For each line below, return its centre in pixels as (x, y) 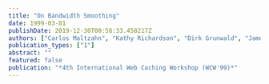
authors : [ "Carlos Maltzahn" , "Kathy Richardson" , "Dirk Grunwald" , (125, 38)
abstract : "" (30, 53)
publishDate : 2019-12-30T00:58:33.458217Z (80, 30)
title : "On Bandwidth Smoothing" (64, 16)
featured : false (35, 61)
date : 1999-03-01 (37, 23)
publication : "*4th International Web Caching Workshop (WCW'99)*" (123, 68)
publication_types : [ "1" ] (51, 46)
